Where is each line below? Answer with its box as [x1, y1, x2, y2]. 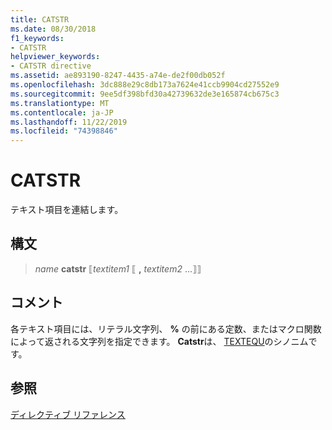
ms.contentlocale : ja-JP [10, 107, 114, 118]
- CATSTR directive [10, 61, 92, 71]
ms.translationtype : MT [10, 98, 110, 108]
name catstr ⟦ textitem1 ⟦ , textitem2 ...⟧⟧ [34, 262, 202, 275]
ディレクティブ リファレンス [10, 408, 126, 420]
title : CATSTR [10, 14, 70, 25]
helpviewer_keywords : [10, 52, 101, 62]
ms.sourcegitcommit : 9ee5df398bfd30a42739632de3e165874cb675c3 [10, 89, 280, 99]
